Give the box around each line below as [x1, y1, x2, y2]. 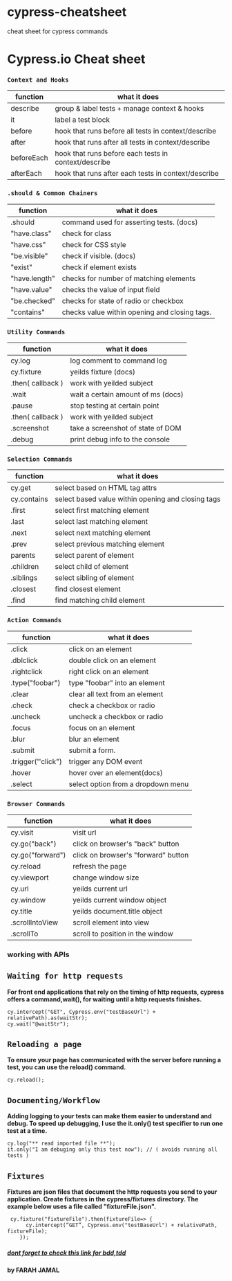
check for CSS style [61, 239, 126, 249]
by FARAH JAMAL [7, 1266, 60, 1274]
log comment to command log [70, 356, 167, 365]
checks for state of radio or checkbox [61, 296, 184, 305]
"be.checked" [10, 296, 55, 305]
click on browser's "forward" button [72, 850, 189, 860]
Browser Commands [7, 800, 66, 808]
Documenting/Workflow [7, 1095, 100, 1105]
